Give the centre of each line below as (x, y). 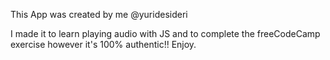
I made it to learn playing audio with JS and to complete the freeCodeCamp (165, 33)
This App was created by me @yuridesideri (99, 14)
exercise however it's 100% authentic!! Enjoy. (103, 44)
